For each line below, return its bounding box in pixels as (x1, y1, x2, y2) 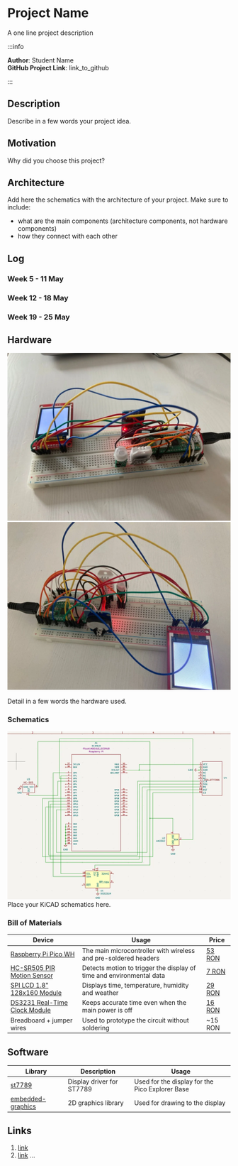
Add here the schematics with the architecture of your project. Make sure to (7, 195, 229, 204)
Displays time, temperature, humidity (81, 981, 189, 990)
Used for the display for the (134, 1077, 214, 1086)
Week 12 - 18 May (7, 293, 69, 303)
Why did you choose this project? (7, 156, 105, 165)
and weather (81, 988, 119, 997)
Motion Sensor (10, 971, 53, 979)
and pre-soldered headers (81, 954, 160, 962)
